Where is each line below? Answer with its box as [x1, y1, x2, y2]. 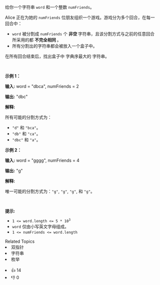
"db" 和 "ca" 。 [12, 131, 41, 136]
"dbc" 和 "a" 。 [12, 137, 41, 142]
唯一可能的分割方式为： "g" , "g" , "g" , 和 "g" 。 [5, 188, 95, 194]
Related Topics [5, 238, 35, 244]
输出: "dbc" [5, 94, 28, 100]
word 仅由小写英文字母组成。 [12, 224, 69, 229]
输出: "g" [5, 168, 23, 173]
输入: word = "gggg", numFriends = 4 [5, 157, 80, 163]
